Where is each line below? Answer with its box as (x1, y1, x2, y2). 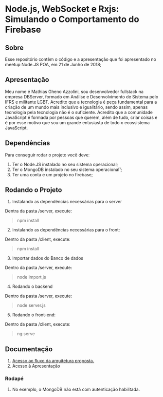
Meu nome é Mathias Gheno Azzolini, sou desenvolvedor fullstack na (5, 89, 144, 95)
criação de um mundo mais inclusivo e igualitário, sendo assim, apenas (5, 104, 148, 110)
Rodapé (5, 375, 24, 382)
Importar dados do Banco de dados (12, 255, 84, 261)
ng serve (17, 331, 35, 337)
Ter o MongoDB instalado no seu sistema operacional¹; (12, 167, 122, 172)
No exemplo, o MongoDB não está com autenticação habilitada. (12, 386, 140, 392)
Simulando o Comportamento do (5, 14, 140, 25)
